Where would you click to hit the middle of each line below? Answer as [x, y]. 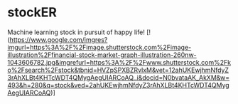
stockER [32, 12]
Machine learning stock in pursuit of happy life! [76, 32]
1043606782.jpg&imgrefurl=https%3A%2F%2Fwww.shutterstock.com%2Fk [119, 62]
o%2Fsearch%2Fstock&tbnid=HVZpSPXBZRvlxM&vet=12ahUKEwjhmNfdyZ [118, 70]
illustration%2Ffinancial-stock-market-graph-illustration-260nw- [102, 55]
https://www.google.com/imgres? [59, 39]
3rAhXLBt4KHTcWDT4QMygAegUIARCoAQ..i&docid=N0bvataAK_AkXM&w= [119, 77]
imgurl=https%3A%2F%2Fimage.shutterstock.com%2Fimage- [99, 47]
